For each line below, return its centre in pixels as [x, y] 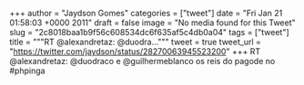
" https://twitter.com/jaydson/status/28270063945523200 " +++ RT [135, 52]
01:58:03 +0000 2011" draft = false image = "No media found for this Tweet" [152, 23]
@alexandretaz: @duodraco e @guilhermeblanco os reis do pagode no [142, 61]
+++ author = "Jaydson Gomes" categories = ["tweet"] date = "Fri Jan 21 [146, 13]
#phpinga [27, 71]
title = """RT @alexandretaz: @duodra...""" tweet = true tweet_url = [135, 42]
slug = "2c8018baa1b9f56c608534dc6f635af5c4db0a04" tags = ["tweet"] [149, 32]
